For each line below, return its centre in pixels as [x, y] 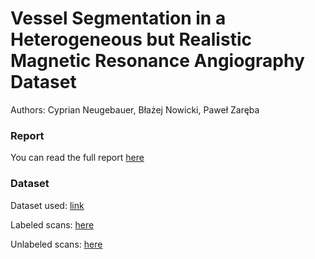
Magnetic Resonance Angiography [157, 61]
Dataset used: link [47, 205]
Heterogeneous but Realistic [131, 39]
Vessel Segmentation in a [118, 18]
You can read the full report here [77, 158]
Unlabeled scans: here [56, 244]
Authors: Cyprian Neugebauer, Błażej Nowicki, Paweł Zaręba [135, 109]
